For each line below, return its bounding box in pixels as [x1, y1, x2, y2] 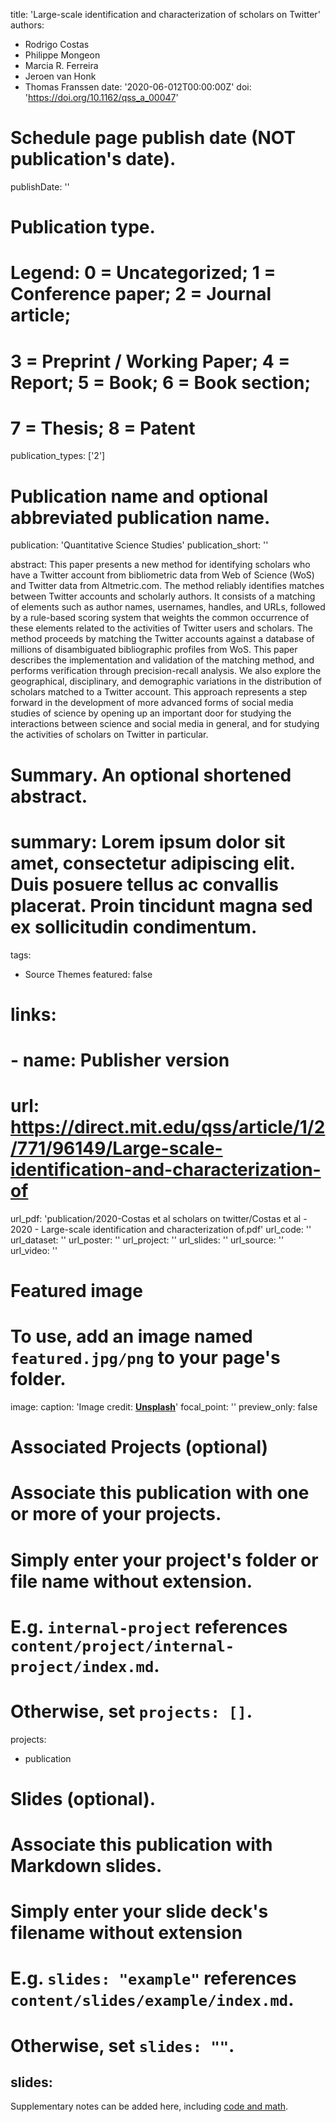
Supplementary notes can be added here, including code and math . [10, 2100, 289, 2113]
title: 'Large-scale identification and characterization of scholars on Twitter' [10, 9, 321, 20]
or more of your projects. [10, 1503, 222, 1526]
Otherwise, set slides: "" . [10, 2034, 235, 2057]
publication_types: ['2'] [10, 450, 106, 462]
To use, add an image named [10, 1325, 253, 1348]
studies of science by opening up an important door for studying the [10, 707, 292, 719]
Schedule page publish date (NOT [10, 127, 297, 149]
